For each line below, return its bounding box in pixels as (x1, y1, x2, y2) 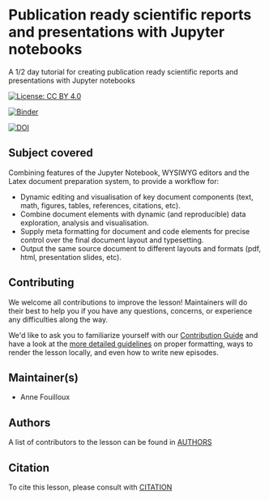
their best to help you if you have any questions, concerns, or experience (8, 306, 253, 315)
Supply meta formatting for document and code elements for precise (19, 226, 250, 236)
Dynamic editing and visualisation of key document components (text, (19, 192, 254, 202)
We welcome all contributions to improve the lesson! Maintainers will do (8, 297, 248, 307)
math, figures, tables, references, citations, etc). (19, 200, 181, 210)
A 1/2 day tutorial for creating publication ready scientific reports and (8, 66, 239, 76)
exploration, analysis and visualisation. (19, 217, 149, 228)
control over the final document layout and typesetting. (19, 235, 204, 245)
